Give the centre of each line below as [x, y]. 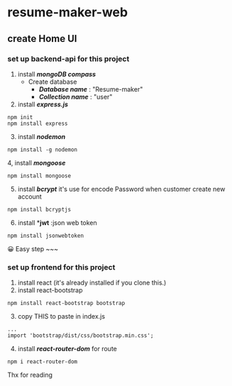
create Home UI [42, 39]
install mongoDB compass [57, 74]
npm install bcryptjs [39, 209]
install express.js [43, 104]
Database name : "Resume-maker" [91, 89]
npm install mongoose [39, 176]
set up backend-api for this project [68, 59]
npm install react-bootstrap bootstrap [66, 303]
